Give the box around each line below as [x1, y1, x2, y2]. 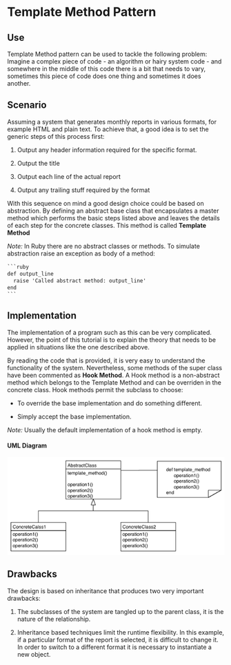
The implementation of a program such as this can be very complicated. [7, 328, 212, 336]
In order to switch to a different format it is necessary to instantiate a [17, 643, 212, 651]
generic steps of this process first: [7, 132, 105, 140]
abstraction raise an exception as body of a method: [7, 249, 155, 258]
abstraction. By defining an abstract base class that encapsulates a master [7, 206, 219, 215]
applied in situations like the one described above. [7, 343, 150, 351]
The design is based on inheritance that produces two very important [7, 586, 204, 595]
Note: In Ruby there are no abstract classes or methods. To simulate [7, 242, 200, 250]
